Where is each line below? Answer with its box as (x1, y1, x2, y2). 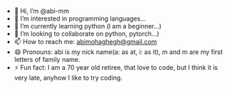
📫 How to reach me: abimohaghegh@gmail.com (14, 38, 157, 46)
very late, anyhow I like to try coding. (14, 73, 123, 82)
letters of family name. (14, 56, 80, 63)
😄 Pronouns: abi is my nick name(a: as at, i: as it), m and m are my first (14, 48, 223, 56)
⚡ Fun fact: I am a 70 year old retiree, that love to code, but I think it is (14, 63, 219, 71)
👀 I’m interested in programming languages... (14, 14, 146, 23)
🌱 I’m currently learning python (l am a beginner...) (14, 22, 162, 30)
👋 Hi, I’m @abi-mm (14, 7, 70, 15)
